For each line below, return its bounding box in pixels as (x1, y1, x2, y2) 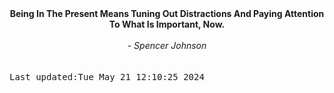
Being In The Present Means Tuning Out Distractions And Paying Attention (9, 8, 325, 19)
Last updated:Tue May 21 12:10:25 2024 (9, 72, 205, 82)
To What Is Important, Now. (108, 18, 226, 30)
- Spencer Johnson (127, 40, 207, 51)
